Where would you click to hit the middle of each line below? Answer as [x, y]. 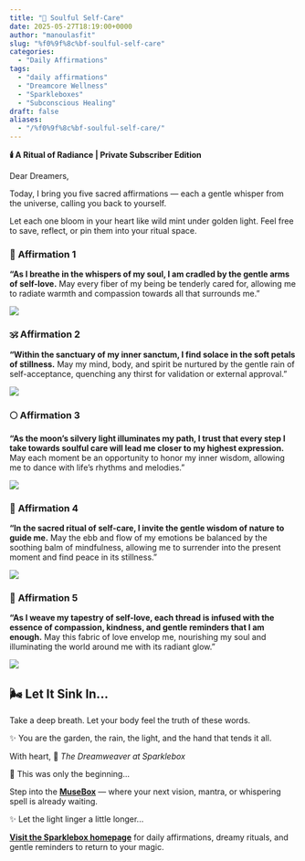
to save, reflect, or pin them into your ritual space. [103, 231]
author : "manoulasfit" [53, 35]
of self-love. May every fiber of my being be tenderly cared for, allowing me [153, 284]
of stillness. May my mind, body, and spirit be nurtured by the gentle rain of [152, 364]
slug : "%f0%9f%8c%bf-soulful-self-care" [88, 43]
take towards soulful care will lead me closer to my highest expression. [147, 447]
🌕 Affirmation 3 [45, 415]
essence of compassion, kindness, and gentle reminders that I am [137, 627]
